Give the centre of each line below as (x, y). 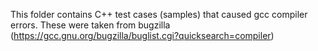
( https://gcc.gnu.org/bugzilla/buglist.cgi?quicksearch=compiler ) (142, 35)
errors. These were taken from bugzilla (90, 25)
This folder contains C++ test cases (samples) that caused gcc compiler (159, 14)
